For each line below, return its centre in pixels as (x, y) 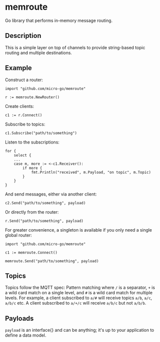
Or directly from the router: (32, 212)
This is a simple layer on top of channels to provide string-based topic (75, 47)
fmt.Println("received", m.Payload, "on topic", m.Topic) (91, 172)
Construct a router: (24, 80)
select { (23, 155)
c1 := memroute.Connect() (31, 252)
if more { (32, 168)
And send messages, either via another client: (51, 194)
